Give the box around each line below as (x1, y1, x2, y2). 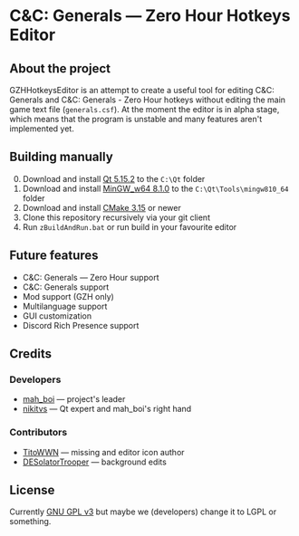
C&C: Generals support (22, 282, 110, 292)
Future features (9, 248, 99, 263)
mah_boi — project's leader (22, 394, 126, 405)
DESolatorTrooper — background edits (22, 456, 168, 467)
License (9, 483, 55, 498)
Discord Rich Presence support (22, 320, 140, 330)
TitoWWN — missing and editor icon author (22, 446, 185, 457)
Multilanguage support (22, 301, 108, 311)
